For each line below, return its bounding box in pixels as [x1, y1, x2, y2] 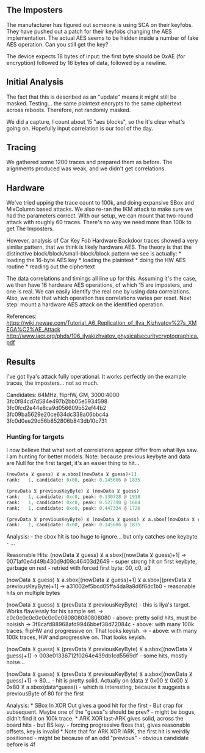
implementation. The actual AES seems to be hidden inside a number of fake [6, 34, 199, 42]
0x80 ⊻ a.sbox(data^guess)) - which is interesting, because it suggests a [6, 683, 190, 691]
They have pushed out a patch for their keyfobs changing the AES [6, 28, 172, 35]
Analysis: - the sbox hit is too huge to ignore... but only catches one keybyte [6, 533, 198, 540]
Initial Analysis [6, 77, 64, 88]
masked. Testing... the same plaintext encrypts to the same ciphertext [6, 99, 182, 107]
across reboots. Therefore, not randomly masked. [6, 106, 131, 113]
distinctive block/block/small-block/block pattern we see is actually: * [6, 250, 182, 257]
